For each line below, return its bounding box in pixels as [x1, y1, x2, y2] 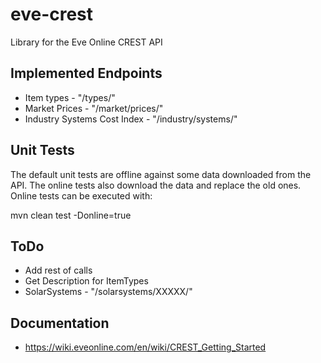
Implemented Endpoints [10, 65, 163, 82]
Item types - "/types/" [24, 91, 116, 103]
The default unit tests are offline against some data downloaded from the [10, 168, 312, 180]
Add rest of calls [24, 264, 93, 277]
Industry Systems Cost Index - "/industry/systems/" [24, 113, 238, 125]
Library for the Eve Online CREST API [10, 36, 163, 48]
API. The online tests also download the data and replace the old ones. [10, 179, 302, 191]
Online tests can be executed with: [10, 189, 153, 202]
